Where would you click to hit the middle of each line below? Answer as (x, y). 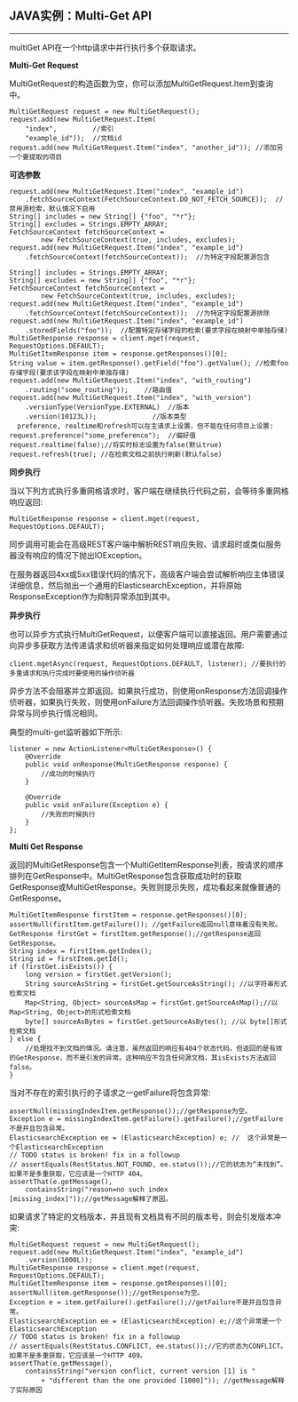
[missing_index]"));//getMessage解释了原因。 (91, 1198)
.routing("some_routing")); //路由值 (99, 389)
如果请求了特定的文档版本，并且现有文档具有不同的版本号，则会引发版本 (141, 1216)
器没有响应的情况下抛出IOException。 (78, 555)
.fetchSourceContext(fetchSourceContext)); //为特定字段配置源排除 (148, 313)
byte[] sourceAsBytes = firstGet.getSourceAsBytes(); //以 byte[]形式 (156, 1021)
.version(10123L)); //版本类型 (106, 416)
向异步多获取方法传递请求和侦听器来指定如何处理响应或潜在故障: (127, 645)
